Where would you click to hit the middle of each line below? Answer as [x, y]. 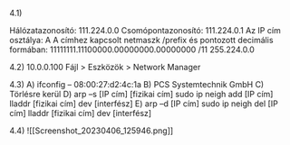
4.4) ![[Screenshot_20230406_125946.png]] [92, 131]
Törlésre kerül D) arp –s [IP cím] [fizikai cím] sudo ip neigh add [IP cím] [141, 94]
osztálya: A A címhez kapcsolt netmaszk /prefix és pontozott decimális [141, 40]
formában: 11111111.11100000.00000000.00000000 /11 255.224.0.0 [132, 50]
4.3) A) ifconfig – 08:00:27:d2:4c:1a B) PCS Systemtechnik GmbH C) [137, 84]
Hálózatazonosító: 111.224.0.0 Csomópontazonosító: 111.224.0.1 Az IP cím [145, 30]
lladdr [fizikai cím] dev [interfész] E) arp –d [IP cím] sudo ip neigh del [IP [144, 104]
